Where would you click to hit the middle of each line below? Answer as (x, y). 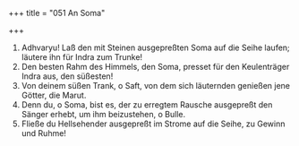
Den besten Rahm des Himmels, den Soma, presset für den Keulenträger (155, 67)
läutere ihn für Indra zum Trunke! (82, 57)
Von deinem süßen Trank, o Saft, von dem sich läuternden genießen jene (156, 86)
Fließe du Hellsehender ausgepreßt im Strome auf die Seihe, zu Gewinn (153, 124)
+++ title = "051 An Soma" (57, 13)
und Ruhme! (43, 133)
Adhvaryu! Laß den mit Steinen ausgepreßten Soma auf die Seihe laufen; (155, 47)
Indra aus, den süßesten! (67, 76)
